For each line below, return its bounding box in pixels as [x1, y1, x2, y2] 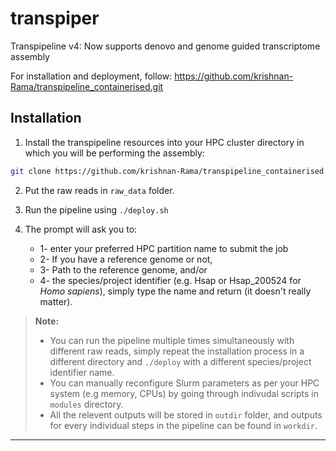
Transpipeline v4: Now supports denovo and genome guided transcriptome [10, 40, 321, 52]
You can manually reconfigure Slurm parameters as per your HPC [49, 377, 320, 389]
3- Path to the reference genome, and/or [39, 263, 208, 276]
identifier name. [49, 366, 115, 378]
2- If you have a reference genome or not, [39, 253, 213, 265]
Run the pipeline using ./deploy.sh [24, 203, 169, 216]
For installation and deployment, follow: [10, 70, 173, 82]
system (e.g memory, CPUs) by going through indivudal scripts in [49, 387, 319, 399]
